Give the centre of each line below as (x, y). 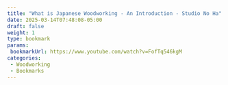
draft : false (26, 26)
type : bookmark (29, 39)
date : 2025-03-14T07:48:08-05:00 (55, 20)
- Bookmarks (27, 71)
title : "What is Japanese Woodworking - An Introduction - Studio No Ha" (115, 13)
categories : (24, 58)
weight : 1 (21, 33)
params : (18, 45)
